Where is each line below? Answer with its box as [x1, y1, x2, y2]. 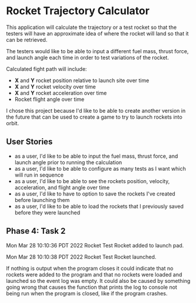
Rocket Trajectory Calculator [6, 4, 150, 18]
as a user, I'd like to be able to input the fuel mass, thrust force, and [14, 152, 178, 159]
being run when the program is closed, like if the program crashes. [6, 289, 168, 297]
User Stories [6, 137, 53, 147]
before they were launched [14, 208, 81, 216]
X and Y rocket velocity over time [14, 83, 96, 90]
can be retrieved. [6, 36, 48, 43]
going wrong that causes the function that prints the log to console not [6, 284, 178, 291]
